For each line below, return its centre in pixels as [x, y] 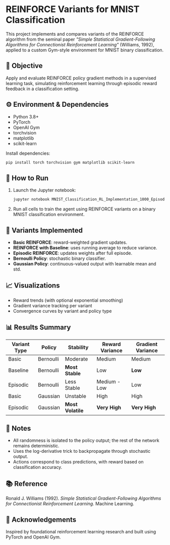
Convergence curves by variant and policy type [62, 311]
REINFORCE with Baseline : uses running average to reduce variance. [85, 247]
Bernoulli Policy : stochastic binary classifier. [60, 258]
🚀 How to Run [27, 178]
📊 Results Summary [38, 328]
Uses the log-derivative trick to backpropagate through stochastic [82, 451]
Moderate [76, 359]
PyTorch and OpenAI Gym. [33, 537]
